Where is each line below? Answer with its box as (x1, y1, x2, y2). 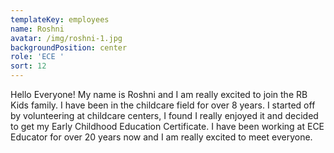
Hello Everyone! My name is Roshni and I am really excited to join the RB (10, 89, 308, 100)
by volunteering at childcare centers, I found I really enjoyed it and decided (10, 110, 319, 121)
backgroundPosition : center (10, 42, 128, 53)
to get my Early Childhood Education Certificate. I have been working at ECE (10, 121, 325, 132)
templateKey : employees (10, 14, 110, 25)
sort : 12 (10, 61, 47, 71)
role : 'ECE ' (10, 52, 65, 62)
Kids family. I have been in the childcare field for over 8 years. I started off (10, 99, 316, 111)
